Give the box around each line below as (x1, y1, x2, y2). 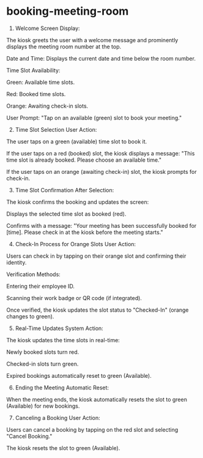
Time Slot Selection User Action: (15, 126, 97, 133)
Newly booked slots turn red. (6, 348, 79, 356)
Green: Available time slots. (6, 78, 75, 86)
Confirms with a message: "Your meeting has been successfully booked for (6, 222, 197, 229)
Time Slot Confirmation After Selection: (15, 186, 114, 193)
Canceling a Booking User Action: (15, 414, 101, 421)
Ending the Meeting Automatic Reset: (15, 384, 109, 391)
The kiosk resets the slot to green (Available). (6, 444, 120, 451)
